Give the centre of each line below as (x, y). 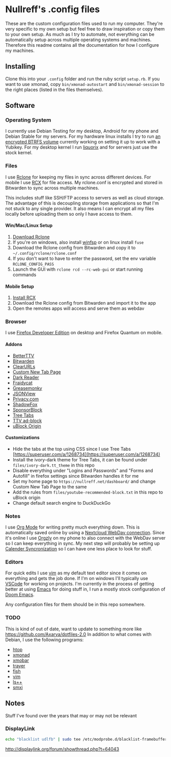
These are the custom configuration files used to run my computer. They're (84, 23)
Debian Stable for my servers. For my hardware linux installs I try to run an (83, 136)
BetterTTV (23, 356)
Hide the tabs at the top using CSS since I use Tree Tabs (72, 449)
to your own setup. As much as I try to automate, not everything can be (80, 34)
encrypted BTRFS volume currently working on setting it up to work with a (83, 142)
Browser (16, 322)
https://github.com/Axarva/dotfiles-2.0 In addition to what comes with (78, 634)
